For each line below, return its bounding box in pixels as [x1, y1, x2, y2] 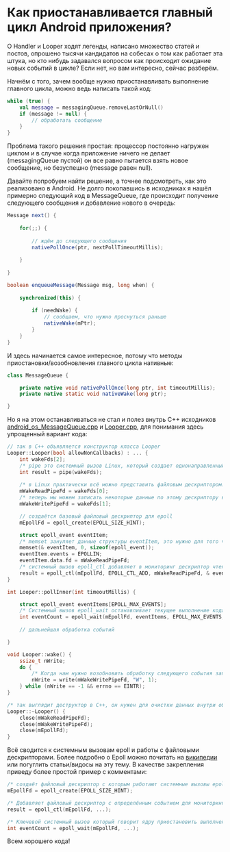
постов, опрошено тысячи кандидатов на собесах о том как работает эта [7, 49, 223, 58]
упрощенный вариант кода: [7, 430, 88, 438]
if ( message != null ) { [19, 110, 88, 117]
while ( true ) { [7, 97, 51, 104]
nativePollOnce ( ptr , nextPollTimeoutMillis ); [31, 244, 164, 251]
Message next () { [7, 212, 57, 219]
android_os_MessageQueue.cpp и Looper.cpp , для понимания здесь [7, 423, 204, 431]
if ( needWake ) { [31, 307, 78, 314]
